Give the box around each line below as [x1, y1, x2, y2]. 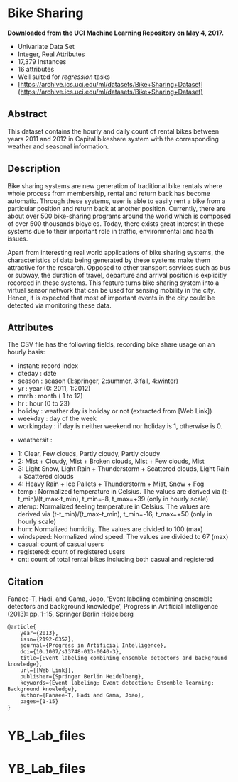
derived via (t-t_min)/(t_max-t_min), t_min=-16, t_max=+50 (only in [17, 510, 212, 518]
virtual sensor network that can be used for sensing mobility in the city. [7, 286, 215, 294]
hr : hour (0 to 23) [17, 399, 70, 408]
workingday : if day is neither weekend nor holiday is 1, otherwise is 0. [17, 422, 223, 430]
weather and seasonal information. [7, 142, 109, 151]
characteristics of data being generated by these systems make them [7, 256, 211, 264]
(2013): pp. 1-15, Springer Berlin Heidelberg [7, 609, 134, 619]
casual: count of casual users [17, 540, 104, 548]
